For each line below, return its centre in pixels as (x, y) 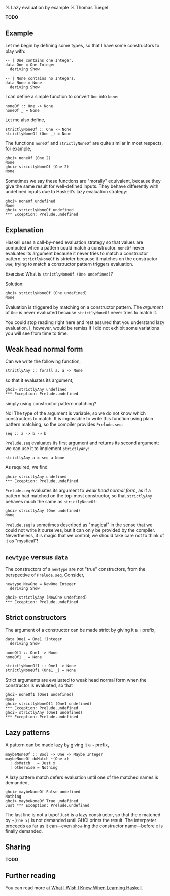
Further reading (30, 875)
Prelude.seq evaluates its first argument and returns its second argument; (82, 443)
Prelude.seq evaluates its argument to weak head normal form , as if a (78, 491)
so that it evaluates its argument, (39, 380)
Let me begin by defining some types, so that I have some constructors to (82, 45)
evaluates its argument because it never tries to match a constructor (77, 253)
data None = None (24, 83)
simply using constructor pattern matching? (51, 404)
